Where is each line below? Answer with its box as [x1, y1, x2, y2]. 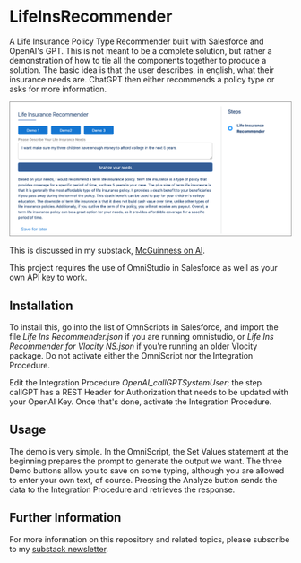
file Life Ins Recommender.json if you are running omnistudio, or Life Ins [9, 332, 275, 342]
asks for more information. [9, 83, 107, 94]
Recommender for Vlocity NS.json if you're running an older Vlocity [9, 341, 258, 351]
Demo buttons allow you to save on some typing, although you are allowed [9, 464, 285, 476]
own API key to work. [9, 272, 88, 283]
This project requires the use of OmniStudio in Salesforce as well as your [9, 263, 278, 273]
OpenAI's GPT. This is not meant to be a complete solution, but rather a [9, 45, 272, 56]
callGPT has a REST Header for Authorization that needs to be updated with [9, 387, 289, 398]
